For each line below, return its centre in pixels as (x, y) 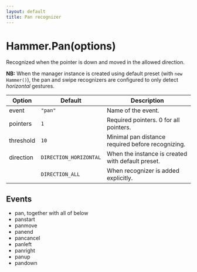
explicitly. (120, 178)
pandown (26, 263)
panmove (26, 226)
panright (25, 251)
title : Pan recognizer (34, 17)
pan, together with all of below (51, 213)
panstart (25, 219)
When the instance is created (147, 154)
